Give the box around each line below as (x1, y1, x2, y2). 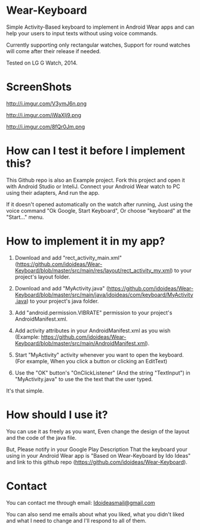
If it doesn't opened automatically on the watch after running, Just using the (6, 201, 193, 208)
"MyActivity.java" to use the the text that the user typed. (14, 375, 153, 382)
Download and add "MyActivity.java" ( (14, 284, 109, 292)
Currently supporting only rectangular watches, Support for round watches (6, 41, 190, 48)
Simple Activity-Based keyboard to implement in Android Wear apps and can (6, 23, 195, 30)
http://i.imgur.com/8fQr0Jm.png (6, 123, 85, 130)
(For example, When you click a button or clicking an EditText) (14, 357, 168, 364)
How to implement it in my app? (6, 234, 165, 248)
